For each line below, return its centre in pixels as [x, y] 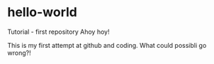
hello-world [43, 12]
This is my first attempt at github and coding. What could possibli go [107, 45]
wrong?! [19, 53]
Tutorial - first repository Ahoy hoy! [58, 32]
